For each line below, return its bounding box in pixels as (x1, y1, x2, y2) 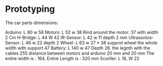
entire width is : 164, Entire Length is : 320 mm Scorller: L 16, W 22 (5, 55, 139, 61)
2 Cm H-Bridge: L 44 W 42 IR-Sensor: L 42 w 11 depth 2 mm (5, 34, 128, 40)
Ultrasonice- (128, 34, 154, 40)
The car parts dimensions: (5, 20, 58, 26)
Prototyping (5, 3, 55, 15)
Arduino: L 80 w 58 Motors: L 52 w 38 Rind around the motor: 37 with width (5, 29, 159, 35)
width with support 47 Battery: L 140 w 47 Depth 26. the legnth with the (5, 45, 150, 51)
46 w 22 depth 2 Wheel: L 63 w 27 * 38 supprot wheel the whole (25, 39, 158, 45)
